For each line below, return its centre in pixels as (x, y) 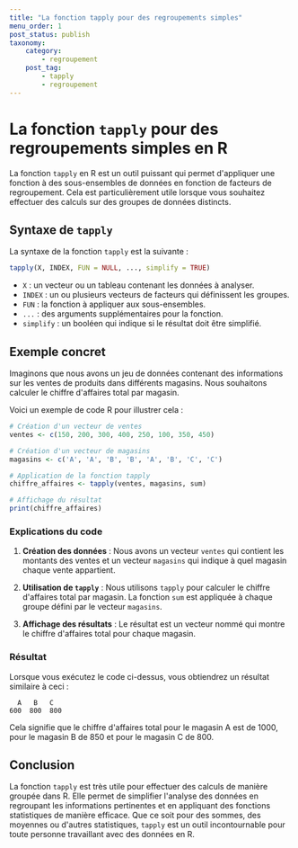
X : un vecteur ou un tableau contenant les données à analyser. (138, 285)
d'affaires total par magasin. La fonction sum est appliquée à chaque (147, 597)
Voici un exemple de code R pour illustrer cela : (96, 410)
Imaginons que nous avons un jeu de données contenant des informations (146, 373)
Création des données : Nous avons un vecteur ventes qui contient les (153, 551)
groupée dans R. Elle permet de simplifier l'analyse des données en (134, 796)
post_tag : (44, 68)
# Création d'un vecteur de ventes (76, 427)
